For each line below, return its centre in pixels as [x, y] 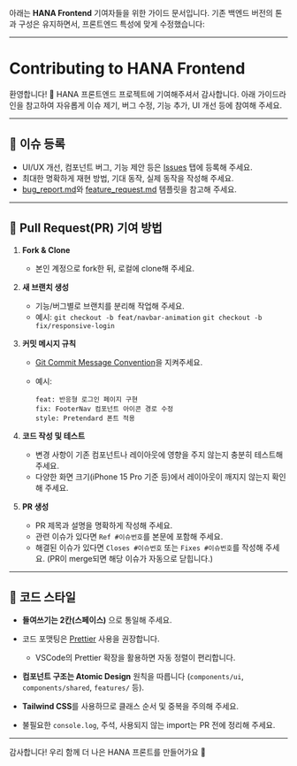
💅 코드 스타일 [43, 597]
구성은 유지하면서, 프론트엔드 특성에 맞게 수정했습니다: [111, 24]
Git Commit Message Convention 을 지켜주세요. [119, 362]
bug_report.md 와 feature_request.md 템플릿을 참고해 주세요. [129, 189]
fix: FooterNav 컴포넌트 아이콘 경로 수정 [104, 409]
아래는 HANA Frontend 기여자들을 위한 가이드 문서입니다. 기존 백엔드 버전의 [141, 13]
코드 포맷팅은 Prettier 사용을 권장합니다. [91, 639]
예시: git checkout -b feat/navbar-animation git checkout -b [148, 317]
